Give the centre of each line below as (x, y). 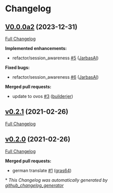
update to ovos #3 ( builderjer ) (43, 96)
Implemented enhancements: (36, 48)
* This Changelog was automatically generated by (56, 180)
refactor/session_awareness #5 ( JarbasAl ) (55, 58)
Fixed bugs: (18, 68)
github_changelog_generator (35, 185)
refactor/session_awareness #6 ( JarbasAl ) (55, 77)
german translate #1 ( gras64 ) (42, 170)
